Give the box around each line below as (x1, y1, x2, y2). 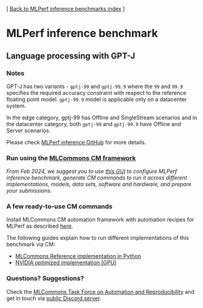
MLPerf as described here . (6, 222, 74, 230)
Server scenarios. (6, 127, 50, 134)
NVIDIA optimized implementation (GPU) (15, 259, 117, 267)
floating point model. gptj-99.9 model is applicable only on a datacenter (6, 96, 187, 103)
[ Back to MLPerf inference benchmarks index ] (6, 5, 125, 12)
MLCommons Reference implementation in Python (15, 253, 142, 260)
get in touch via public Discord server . (6, 295, 101, 302)
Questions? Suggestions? (6, 274, 84, 282)
